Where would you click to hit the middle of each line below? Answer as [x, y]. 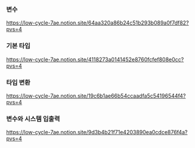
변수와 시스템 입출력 [33, 119]
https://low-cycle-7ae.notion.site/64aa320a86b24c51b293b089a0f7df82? [98, 23]
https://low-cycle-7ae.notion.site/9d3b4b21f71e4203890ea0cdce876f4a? [97, 132]
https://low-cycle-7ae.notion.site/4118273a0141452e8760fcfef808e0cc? [95, 59]
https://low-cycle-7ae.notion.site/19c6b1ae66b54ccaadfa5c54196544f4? [96, 96]
